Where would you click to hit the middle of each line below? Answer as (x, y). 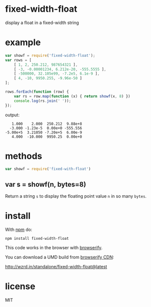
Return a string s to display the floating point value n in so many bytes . (76, 196)
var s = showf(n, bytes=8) (46, 184)
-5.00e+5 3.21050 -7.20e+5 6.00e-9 (44, 132)
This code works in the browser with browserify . (54, 248)
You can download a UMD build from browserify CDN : (60, 257)
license (20, 287)
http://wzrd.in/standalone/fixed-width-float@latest (56, 267)
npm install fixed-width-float (37, 239)
